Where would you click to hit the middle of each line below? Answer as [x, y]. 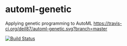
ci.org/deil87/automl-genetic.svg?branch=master [56, 28]
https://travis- [108, 23]
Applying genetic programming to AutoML [49, 23]
